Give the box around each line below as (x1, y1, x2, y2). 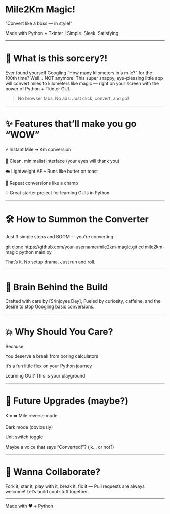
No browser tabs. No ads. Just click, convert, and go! (17, 95, 129, 101)
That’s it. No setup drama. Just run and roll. (5, 259, 96, 265)
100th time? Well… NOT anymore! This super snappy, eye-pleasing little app (5, 75, 163, 81)
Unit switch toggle (5, 434, 44, 440)
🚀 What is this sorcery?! (5, 53, 108, 64)
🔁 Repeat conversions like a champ (5, 180, 78, 186)
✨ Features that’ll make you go (5, 118, 137, 130)
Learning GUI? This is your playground (5, 372, 86, 379)
